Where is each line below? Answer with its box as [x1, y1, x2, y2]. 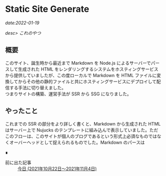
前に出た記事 [5, 159, 31, 165]
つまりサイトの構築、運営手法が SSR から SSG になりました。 [5, 90, 132, 97]
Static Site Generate [5, 3, 89, 15]
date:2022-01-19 [5, 20, 40, 26]
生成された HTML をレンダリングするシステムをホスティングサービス [18, 66, 159, 72]
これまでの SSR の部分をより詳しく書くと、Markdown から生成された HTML [5, 121, 161, 127]
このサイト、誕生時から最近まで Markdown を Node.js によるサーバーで [5, 60, 151, 66]
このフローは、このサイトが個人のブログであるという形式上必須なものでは [5, 133, 157, 139]
